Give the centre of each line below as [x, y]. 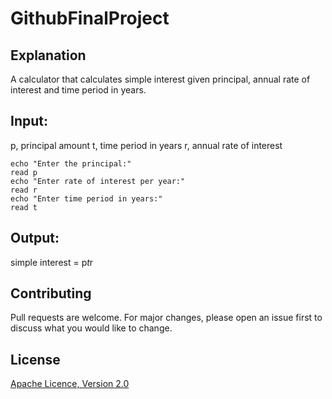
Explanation [48, 55]
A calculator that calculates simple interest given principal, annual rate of [160, 79]
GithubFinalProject [90, 18]
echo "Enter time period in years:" [86, 198]
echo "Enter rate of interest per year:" [98, 181]
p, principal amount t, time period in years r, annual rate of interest [146, 145]
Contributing [51, 293]
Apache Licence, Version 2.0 [70, 384]
